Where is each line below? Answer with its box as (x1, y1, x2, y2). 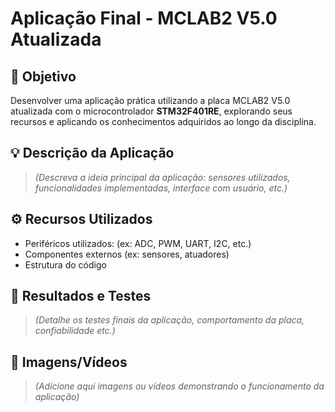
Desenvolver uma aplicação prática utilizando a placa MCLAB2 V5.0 (10, 95, 291, 106)
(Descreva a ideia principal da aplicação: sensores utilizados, (34, 171, 291, 183)
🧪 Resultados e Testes (10, 288, 152, 305)
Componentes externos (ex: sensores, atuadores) (24, 248, 230, 260)
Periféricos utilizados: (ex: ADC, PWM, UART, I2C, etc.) (24, 237, 252, 249)
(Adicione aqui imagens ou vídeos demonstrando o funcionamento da (34, 380, 325, 392)
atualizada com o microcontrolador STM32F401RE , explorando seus (10, 105, 293, 117)
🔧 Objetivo (10, 68, 77, 85)
